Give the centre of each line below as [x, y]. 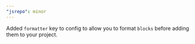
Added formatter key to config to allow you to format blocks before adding [97, 28]
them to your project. [32, 34]
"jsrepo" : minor [26, 11]
